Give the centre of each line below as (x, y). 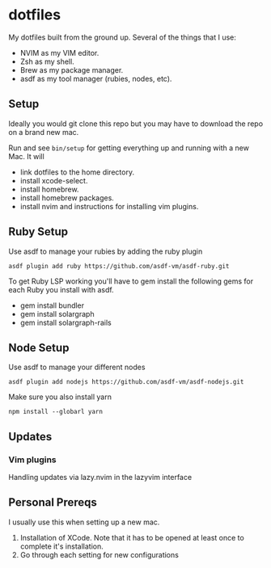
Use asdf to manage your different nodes (77, 367)
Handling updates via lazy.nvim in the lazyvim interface (100, 478)
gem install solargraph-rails (66, 322)
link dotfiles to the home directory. (77, 172)
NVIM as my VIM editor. (59, 53)
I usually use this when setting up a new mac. (84, 522)
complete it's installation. (61, 546)
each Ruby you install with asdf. (61, 289)
